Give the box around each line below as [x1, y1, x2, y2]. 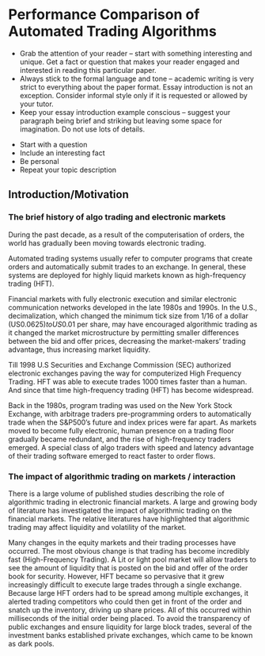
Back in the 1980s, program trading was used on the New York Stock [8, 400, 233, 410]
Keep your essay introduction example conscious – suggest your [19, 107, 231, 116]
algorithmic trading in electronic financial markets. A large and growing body [8, 497, 258, 506]
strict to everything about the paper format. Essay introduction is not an [19, 82, 253, 92]
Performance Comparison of [8, 6, 200, 24]
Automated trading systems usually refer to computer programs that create [8, 254, 253, 263]
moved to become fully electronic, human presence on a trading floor [8, 425, 235, 435]
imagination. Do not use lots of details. [19, 124, 145, 134]
